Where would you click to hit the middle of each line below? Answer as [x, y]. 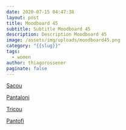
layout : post [23, 18]
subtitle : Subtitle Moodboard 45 [48, 29]
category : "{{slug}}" [34, 46]
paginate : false [27, 68]
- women [22, 57]
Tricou [14, 109]
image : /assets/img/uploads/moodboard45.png [63, 40]
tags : [13, 52]
